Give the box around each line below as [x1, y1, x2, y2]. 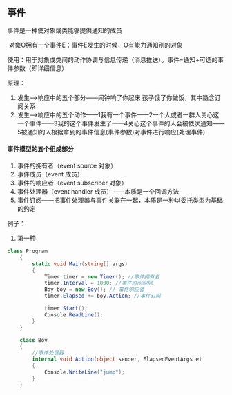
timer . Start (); [43, 305, 88, 312]
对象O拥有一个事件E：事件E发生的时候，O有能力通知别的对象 [8, 41, 183, 49]
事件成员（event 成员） [17, 170, 84, 179]
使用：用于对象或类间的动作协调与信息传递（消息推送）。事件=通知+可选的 [7, 55, 218, 63]
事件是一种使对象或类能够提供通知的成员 [7, 26, 122, 34]
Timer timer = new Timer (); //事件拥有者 [43, 273, 160, 281]
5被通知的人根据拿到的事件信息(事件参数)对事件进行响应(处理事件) [17, 128, 206, 136]
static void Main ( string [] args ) [32, 261, 128, 267]
